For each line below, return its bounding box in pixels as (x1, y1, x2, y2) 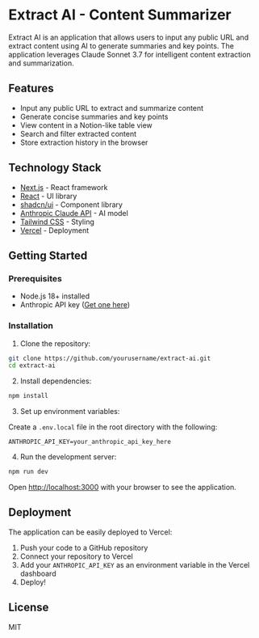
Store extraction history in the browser (19, 137, 148, 147)
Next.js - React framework (19, 182, 108, 192)
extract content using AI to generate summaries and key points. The (8, 40, 234, 50)
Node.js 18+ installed (19, 291, 90, 301)
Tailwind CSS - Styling (19, 217, 95, 226)
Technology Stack (8, 161, 102, 175)
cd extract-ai (8, 361, 56, 370)
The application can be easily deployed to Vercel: (8, 527, 173, 537)
